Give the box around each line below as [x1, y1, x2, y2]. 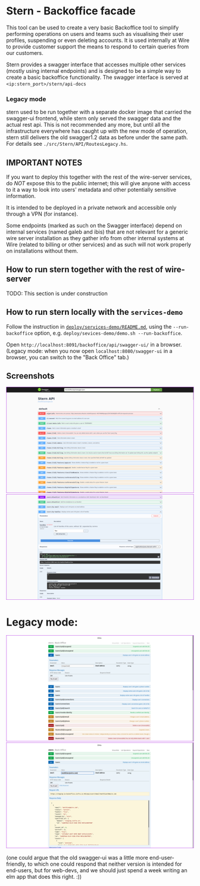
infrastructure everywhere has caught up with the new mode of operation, [6, 127, 188, 135]
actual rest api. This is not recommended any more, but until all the [6, 121, 170, 128]
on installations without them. [6, 247, 79, 255]
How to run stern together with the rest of [6, 265, 164, 275]
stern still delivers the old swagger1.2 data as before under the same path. [6, 134, 189, 141]
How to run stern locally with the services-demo [6, 307, 183, 317]
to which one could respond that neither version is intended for [27, 860, 183, 867]
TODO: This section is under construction [6, 290, 108, 297]
